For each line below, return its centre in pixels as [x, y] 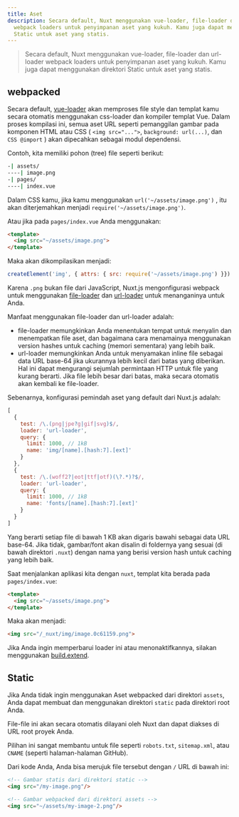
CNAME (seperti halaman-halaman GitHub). [68, 753]
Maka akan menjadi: [37, 621]
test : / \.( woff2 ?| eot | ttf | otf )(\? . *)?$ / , [82, 477]
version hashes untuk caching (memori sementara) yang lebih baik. [116, 346]
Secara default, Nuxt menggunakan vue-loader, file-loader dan [117, 54]
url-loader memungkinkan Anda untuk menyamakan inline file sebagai [120, 353]
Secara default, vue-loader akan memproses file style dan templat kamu [113, 109]
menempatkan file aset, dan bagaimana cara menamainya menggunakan [124, 338]
